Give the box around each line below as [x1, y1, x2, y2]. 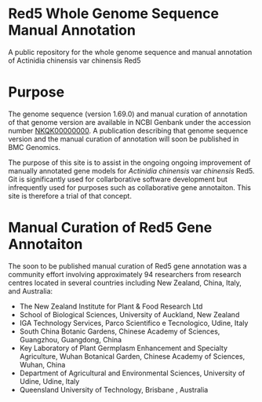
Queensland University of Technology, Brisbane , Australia [19, 385, 209, 394]
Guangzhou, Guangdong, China [19, 334, 122, 344]
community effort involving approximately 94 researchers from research [8, 269, 242, 279]
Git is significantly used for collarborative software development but [8, 174, 227, 184]
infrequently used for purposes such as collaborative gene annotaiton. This [8, 182, 251, 192]
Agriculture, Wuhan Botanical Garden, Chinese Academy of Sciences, [19, 351, 246, 361]
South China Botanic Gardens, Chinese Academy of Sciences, [19, 327, 220, 336]
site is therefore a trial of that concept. [8, 191, 132, 200]
